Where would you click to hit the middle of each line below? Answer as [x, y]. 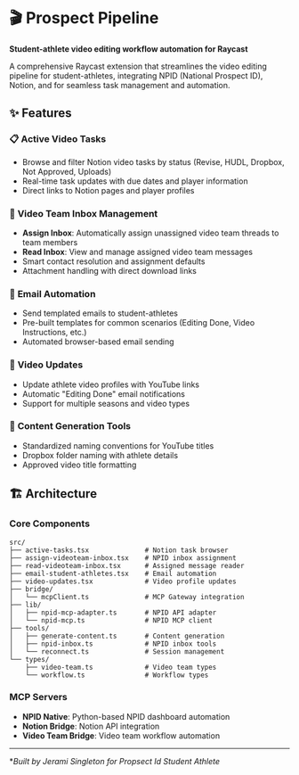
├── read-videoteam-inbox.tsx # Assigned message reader [127, 565]
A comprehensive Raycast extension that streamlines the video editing [138, 66]
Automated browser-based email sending [98, 342]
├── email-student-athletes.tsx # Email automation [113, 573]
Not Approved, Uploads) [67, 171]
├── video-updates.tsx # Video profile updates [123, 581]
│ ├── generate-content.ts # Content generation [117, 636]
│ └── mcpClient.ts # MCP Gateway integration [127, 597]
